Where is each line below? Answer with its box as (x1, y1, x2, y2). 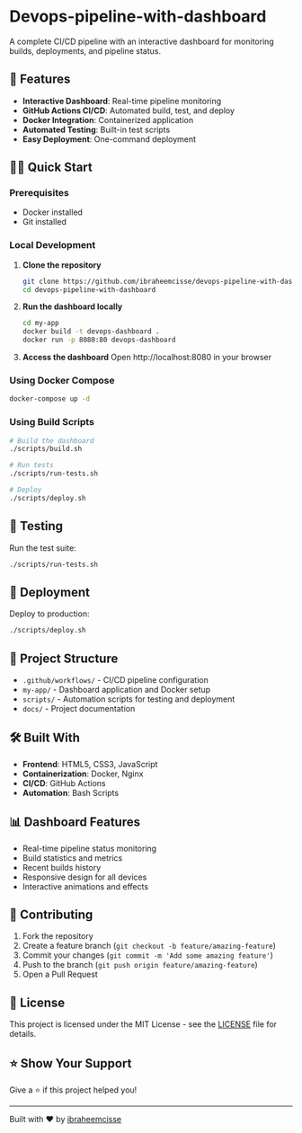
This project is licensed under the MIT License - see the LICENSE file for (9, 1019, 277, 1030)
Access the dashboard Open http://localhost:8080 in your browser (22, 352, 272, 363)
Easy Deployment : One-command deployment (22, 133, 196, 145)
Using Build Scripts (9, 416, 94, 429)
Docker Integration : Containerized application (22, 114, 194, 125)
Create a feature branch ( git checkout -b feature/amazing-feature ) (22, 941, 277, 952)
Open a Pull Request (22, 969, 99, 980)
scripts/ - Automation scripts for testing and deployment (22, 694, 235, 704)
